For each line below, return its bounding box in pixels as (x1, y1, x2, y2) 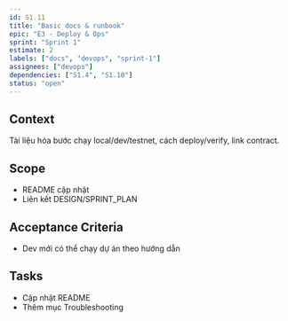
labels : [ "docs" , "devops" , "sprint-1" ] (9, 54, 162, 63)
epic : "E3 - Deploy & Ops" (9, 29, 109, 38)
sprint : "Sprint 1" (9, 37, 82, 47)
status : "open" (9, 79, 66, 88)
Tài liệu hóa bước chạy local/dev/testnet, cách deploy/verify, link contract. (9, 135, 280, 146)
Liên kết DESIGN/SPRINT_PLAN (21, 194, 138, 205)
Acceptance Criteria (9, 219, 124, 235)
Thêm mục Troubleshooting (21, 301, 124, 312)
